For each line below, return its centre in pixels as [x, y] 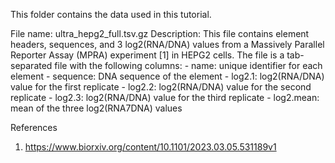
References [34, 127]
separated [31, 65]
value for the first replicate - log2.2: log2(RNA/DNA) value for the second [161, 87]
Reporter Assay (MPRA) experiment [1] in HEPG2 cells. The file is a [147, 55]
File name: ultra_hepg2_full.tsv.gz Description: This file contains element [160, 33]
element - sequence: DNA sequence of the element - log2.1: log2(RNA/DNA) [167, 76]
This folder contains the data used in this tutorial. [111, 14]
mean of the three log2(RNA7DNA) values [96, 108]
